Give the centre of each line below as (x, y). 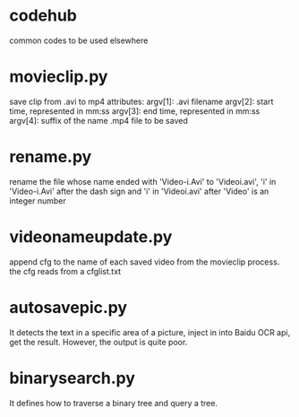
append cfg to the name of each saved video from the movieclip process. (145, 262)
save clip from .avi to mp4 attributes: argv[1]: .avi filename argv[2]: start (141, 101)
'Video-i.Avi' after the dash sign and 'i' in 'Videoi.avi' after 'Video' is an (139, 191)
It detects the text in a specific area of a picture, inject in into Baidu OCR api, (150, 332)
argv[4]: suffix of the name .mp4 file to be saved (98, 120)
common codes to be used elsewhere (79, 40)
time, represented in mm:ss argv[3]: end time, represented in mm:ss (135, 111)
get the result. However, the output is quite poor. (98, 342)
